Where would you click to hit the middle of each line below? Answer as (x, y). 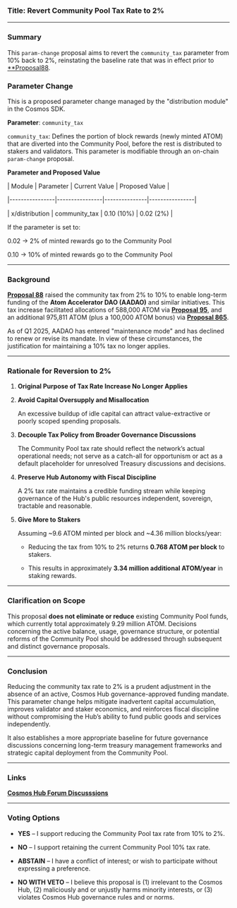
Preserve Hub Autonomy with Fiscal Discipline (87, 477)
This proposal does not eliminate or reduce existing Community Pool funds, (118, 616)
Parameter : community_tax (45, 122)
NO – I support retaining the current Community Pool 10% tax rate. (114, 847)
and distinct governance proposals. (59, 646)
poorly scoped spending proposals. (69, 421)
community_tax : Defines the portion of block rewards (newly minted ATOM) (115, 136)
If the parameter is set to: (44, 227)
